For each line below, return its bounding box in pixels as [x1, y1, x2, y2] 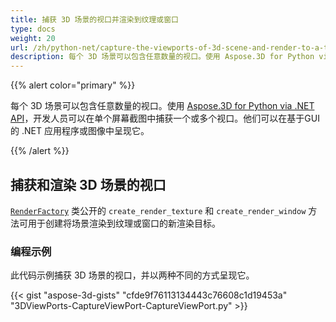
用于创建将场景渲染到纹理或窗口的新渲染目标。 [27, 217, 221, 229]
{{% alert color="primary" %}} [10, 79, 136, 91]
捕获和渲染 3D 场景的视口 [10, 176, 167, 193]
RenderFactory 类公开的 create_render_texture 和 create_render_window [10, 204, 307, 216]
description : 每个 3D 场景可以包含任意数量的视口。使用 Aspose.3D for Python [10, 52, 315, 62]
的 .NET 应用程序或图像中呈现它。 [10, 125, 150, 137]
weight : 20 [10, 33, 56, 43]
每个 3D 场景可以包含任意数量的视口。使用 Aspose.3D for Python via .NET [10, 100, 315, 112]
